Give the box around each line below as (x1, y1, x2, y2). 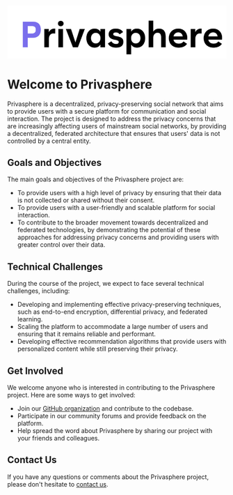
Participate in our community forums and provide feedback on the (17, 411, 207, 420)
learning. (17, 315, 43, 323)
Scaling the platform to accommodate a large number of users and (17, 323, 209, 331)
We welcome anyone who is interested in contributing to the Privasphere (7, 383, 216, 392)
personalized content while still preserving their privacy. (17, 344, 178, 353)
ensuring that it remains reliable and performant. (17, 330, 156, 338)
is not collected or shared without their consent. (17, 196, 155, 204)
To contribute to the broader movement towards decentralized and (17, 218, 209, 227)
